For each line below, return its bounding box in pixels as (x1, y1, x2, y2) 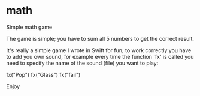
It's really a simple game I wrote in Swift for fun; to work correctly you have (6, 46, 192, 54)
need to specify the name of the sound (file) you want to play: (6, 59, 159, 67)
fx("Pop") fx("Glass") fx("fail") (6, 71, 81, 78)
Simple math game (6, 23, 53, 31)
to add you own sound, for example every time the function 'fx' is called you (6, 53, 194, 60)
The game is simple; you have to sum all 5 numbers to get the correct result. (6, 35, 195, 42)
